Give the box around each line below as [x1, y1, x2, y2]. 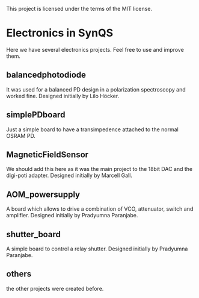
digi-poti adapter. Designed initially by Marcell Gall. [6, 172, 132, 179]
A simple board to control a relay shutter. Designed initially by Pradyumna [6, 245, 188, 252]
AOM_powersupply [6, 189, 80, 199]
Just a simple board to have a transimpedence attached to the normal [6, 126, 179, 133]
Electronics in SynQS [6, 26, 114, 40]
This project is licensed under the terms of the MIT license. [6, 5, 152, 12]
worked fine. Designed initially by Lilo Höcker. [6, 92, 120, 99]
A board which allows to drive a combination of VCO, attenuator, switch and [6, 205, 194, 213]
